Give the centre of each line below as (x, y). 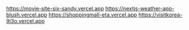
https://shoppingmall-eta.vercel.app (93, 15)
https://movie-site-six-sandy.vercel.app (55, 9)
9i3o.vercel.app (25, 21)
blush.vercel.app (27, 15)
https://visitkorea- (161, 15)
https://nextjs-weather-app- (140, 9)
